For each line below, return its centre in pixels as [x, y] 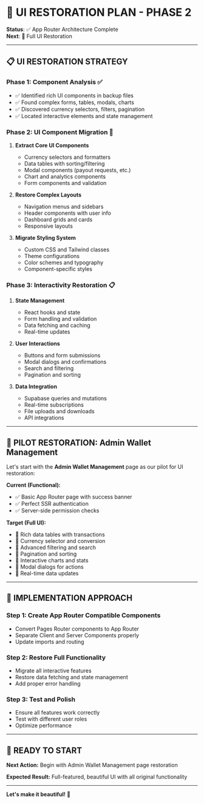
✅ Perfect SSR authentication [52, 504]
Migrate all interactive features [53, 671]
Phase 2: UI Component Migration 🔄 [60, 132]
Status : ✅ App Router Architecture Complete [62, 29]
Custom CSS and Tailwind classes [67, 250]
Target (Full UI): [26, 523]
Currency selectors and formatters [67, 157]
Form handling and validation [60, 319]
